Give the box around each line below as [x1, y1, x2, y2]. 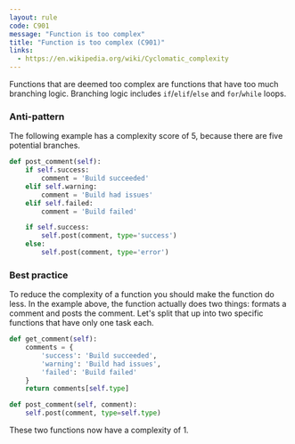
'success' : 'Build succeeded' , [41, 351, 158, 360]
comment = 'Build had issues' [41, 190, 153, 199]
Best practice [9, 269, 69, 281]
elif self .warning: [25, 182, 98, 191]
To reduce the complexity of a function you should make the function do [9, 289, 275, 300]
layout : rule [9, 12, 58, 22]
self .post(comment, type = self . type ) [25, 408, 162, 418]
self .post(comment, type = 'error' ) [41, 248, 169, 257]
